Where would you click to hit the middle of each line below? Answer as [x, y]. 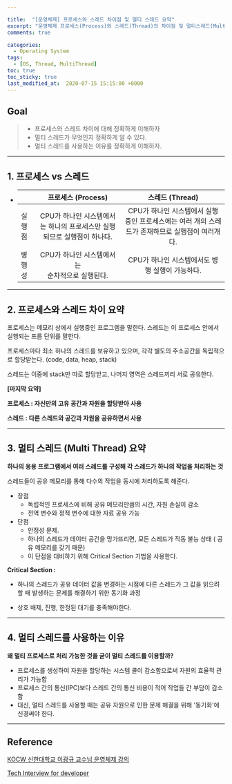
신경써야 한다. [36, 713]
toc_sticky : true [32, 77]
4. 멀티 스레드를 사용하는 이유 [66, 638]
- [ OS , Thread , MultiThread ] [55, 64]
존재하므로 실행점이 [170, 232]
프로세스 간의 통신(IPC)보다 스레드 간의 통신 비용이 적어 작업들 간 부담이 [114, 687]
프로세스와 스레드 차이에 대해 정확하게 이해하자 [97, 129]
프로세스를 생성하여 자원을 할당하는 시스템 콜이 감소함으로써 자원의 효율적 [116, 670]
